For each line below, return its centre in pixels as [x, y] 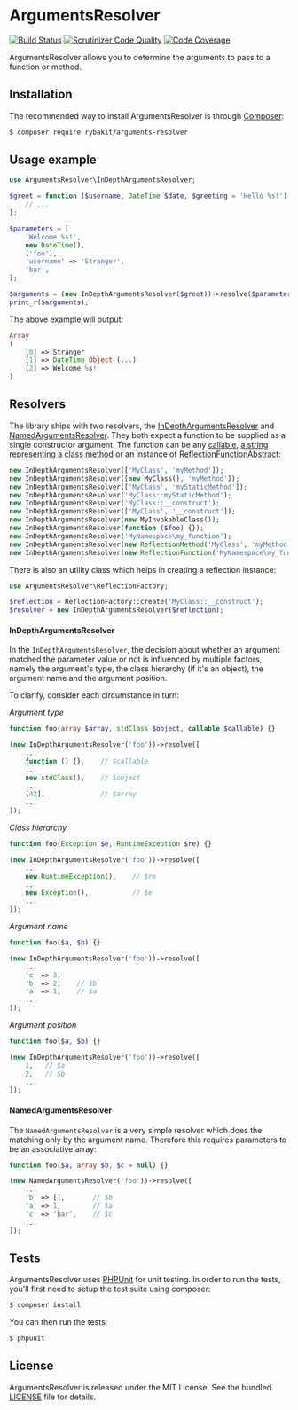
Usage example [53, 160]
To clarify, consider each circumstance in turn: [94, 695]
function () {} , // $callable [87, 761]
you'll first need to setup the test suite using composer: [110, 1289]
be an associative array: [53, 1148]
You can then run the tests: [59, 1322]
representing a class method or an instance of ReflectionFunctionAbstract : [145, 454]
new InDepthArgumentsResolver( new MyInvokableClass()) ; [114, 520]
